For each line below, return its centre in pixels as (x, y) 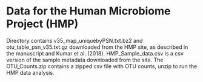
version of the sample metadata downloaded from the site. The (85, 60)
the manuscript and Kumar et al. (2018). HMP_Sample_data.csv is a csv (95, 53)
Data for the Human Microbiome (88, 11)
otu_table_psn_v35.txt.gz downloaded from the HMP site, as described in (97, 47)
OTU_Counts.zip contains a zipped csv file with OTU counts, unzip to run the (102, 66)
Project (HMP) (42, 24)
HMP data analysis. (30, 72)
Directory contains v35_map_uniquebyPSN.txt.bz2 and (75, 40)
